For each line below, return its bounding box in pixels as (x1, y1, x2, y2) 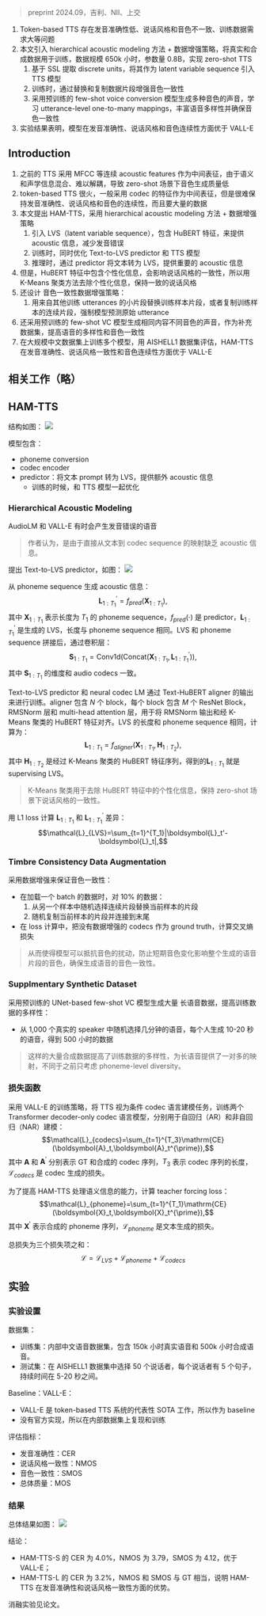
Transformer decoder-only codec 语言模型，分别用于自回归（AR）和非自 (8, 1112, 247, 1121)
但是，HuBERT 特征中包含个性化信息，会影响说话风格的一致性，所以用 (19, 268, 251, 277)
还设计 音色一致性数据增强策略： (19, 287, 127, 297)
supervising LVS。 (8, 769, 69, 778)
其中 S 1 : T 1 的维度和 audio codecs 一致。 (8, 668, 141, 680)
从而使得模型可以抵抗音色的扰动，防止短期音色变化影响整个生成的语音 (27, 949, 257, 958)
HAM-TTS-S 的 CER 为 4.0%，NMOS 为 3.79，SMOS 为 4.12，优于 (19, 1553, 237, 1563)
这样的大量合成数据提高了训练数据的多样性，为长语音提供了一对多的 (27, 1051, 250, 1060)
